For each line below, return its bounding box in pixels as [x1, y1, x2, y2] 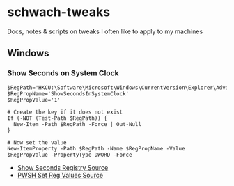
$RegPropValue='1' [7, 96, 61, 103]
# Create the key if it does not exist [7, 109, 123, 116]
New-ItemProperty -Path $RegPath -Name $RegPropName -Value [7, 145, 186, 152]
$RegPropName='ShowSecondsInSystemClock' [7, 90, 130, 98]
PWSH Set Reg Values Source [17, 171, 103, 179]
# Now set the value [7, 139, 68, 146]
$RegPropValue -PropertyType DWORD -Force [7, 151, 132, 158]
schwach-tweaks [7, 4, 110, 20]
